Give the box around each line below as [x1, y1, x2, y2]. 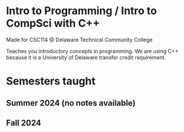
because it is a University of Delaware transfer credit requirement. [6, 54, 166, 61]
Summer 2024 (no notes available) [6, 98, 136, 108]
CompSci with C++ [6, 16, 100, 30]
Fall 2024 [6, 118, 42, 128]
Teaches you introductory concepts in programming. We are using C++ [6, 47, 179, 54]
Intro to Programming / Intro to [6, 4, 158, 18]
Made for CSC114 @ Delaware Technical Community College [6, 36, 153, 43]
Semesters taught [6, 75, 96, 88]
